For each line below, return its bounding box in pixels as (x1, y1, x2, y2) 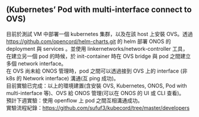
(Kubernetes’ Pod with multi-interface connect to (6, 5, 192, 15)
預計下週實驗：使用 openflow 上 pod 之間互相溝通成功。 (6, 97, 143, 104)
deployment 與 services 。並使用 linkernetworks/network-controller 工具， (6, 45, 188, 52)
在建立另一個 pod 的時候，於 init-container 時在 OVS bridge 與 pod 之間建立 (6, 53, 191, 60)
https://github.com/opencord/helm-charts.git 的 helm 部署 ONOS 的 (6, 38, 171, 45)
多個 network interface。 (6, 60, 67, 67)
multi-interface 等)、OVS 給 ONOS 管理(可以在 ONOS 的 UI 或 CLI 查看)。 (6, 89, 185, 96)
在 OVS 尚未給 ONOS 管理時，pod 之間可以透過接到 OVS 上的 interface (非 (6, 67, 188, 74)
